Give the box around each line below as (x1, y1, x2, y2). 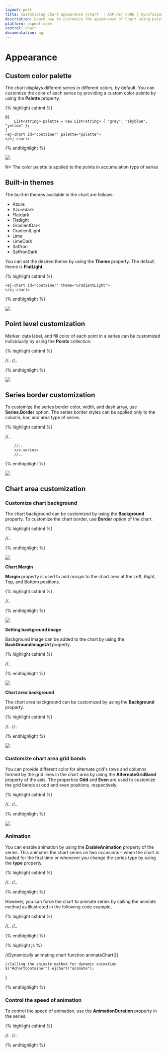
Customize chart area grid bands (5, 755, 86, 762)
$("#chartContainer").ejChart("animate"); (5, 965, 94, 971)
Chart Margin (5, 564, 33, 570)
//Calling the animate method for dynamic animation (5, 962, 117, 966)
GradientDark (12, 222, 40, 228)
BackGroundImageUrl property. (5, 642, 71, 648)
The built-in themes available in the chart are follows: (5, 191, 114, 197)
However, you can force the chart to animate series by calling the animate (5, 898, 156, 904)
